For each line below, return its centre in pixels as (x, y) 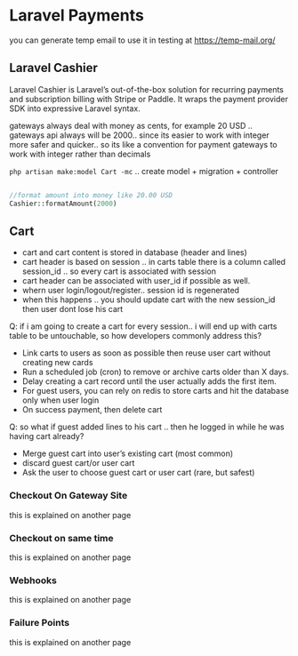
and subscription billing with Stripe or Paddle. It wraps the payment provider (149, 99)
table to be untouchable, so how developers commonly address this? (136, 336)
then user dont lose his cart (72, 309)
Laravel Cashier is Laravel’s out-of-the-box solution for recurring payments (147, 89)
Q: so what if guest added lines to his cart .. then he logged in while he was (147, 427)
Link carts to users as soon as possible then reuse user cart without (146, 353)
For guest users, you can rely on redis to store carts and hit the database (155, 391)
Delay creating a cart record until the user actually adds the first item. (149, 381)
